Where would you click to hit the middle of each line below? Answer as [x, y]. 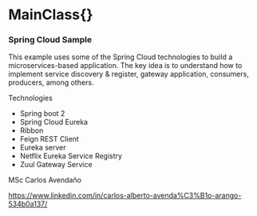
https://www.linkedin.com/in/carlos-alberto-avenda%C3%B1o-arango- [125, 196]
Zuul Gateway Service [56, 165]
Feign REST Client [49, 139]
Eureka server [43, 148]
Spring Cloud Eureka [54, 122]
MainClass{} [51, 15]
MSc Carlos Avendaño [45, 180]
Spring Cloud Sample [50, 40]
